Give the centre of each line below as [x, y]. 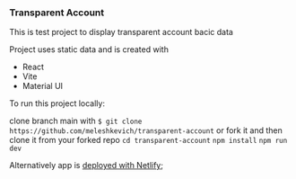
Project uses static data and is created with [89, 49]
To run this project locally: [57, 103]
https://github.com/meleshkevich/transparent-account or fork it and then [146, 130]
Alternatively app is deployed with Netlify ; [87, 166]
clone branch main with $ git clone [76, 121]
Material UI [43, 86]
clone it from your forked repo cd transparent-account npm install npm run [148, 140]
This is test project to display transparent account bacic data [121, 32]
